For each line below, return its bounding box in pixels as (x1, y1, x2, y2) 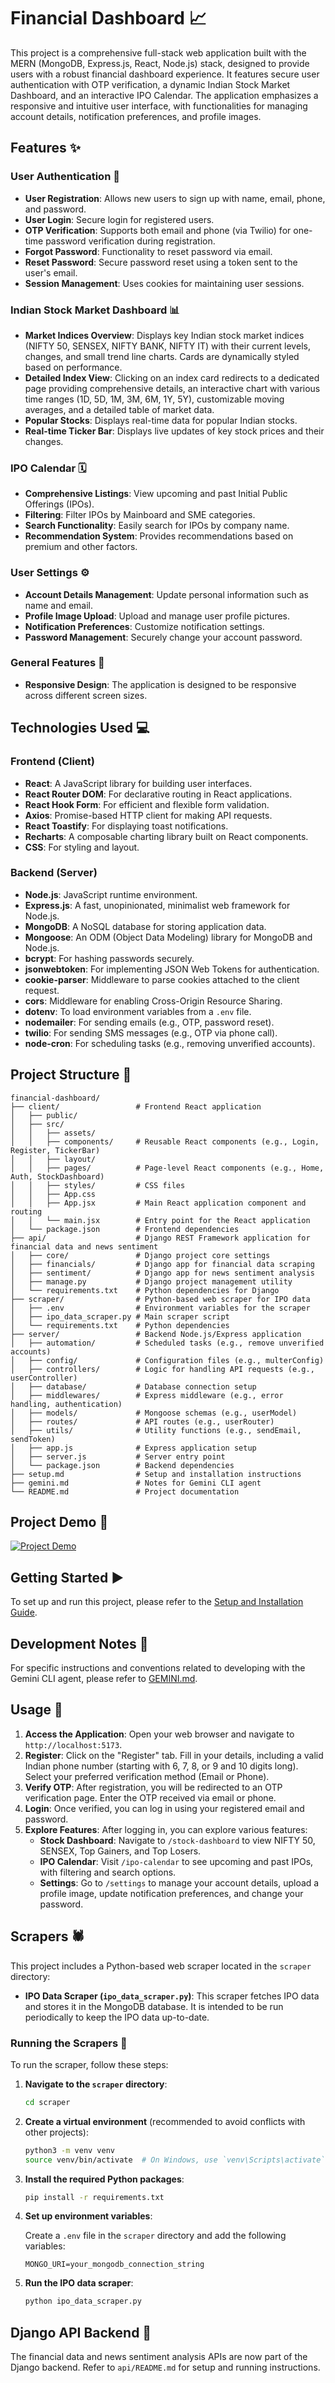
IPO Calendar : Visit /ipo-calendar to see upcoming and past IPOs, (39, 1855, 314, 1867)
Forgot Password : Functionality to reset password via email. (24, 245, 273, 257)
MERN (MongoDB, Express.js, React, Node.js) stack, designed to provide (10, 57, 310, 69)
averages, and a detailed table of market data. (24, 403, 215, 415)
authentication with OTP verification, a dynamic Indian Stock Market (10, 78, 291, 90)
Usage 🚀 (10, 1701, 63, 1719)
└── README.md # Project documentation (10, 1486, 240, 1497)
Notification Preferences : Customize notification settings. (24, 620, 265, 632)
